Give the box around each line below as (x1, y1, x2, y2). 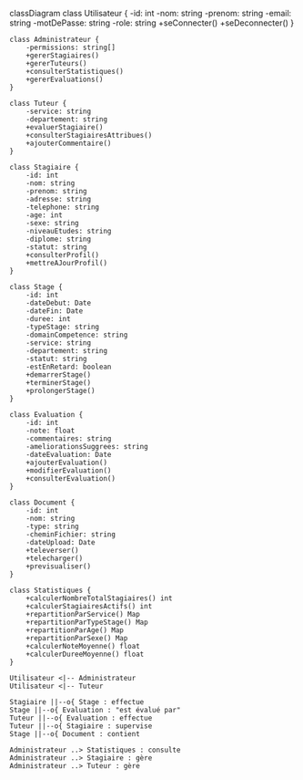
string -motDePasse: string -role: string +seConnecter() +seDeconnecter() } (9, 17, 295, 28)
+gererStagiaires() (25, 51, 100, 60)
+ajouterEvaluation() (25, 458, 107, 467)
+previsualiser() (25, 562, 92, 571)
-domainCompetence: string (25, 330, 128, 339)
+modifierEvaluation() (25, 466, 112, 475)
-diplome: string (25, 234, 92, 244)
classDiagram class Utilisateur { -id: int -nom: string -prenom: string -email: (9, 8, 292, 18)
